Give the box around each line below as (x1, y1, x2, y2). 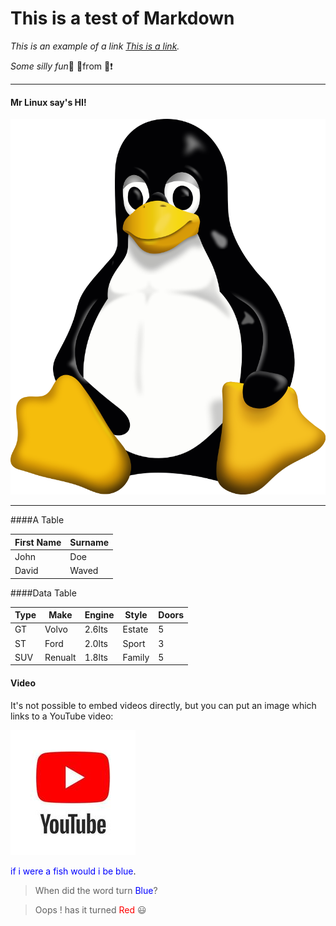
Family (122, 651, 150, 663)
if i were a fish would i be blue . (10, 865, 137, 877)
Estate (122, 623, 149, 636)
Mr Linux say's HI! (10, 96, 87, 108)
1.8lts (84, 651, 108, 663)
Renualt (44, 651, 77, 663)
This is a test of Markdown (10, 7, 235, 30)
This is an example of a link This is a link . (10, 40, 180, 52)
